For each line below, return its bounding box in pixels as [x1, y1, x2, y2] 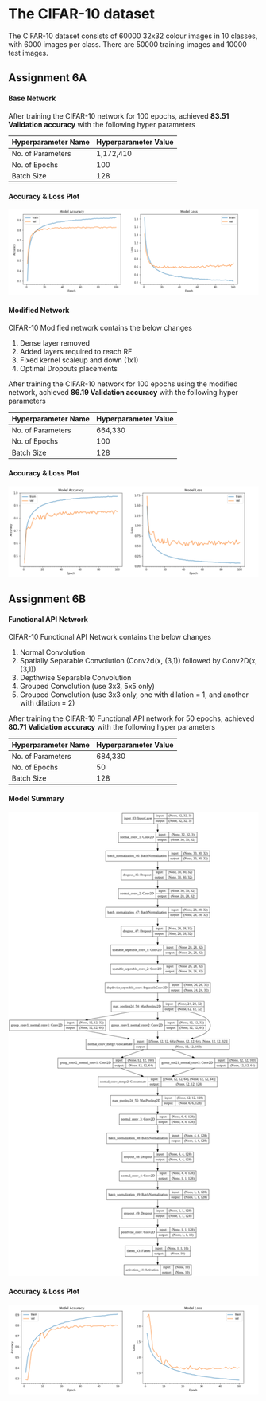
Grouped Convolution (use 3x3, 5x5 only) [19, 682, 155, 691]
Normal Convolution [19, 648, 86, 657]
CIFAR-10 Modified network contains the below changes [8, 323, 193, 333]
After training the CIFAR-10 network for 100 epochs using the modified [8, 379, 238, 389]
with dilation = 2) [19, 699, 75, 708]
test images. [8, 48, 49, 57]
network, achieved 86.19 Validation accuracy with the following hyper [8, 388, 238, 397]
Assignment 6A [8, 71, 87, 84]
